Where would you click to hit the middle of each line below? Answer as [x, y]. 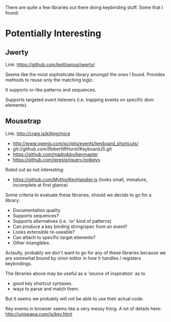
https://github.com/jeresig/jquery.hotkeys [56, 159]
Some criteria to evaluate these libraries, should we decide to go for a [78, 195]
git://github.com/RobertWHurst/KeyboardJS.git [62, 149]
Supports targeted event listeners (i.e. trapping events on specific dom [80, 100]
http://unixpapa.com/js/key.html [39, 314]
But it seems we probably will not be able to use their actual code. [75, 298]
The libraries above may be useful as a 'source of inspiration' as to [75, 273]
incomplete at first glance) [40, 185]
